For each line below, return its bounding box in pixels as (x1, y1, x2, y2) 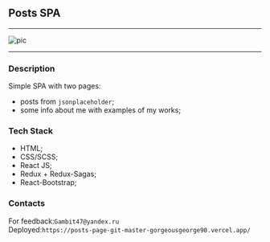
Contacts (8, 198, 46, 209)
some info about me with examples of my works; (19, 105, 182, 115)
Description (8, 63, 55, 74)
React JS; (19, 161, 52, 170)
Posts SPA (8, 6, 61, 20)
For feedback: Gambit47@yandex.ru (8, 216, 120, 226)
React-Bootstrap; (19, 178, 77, 187)
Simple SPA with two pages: (8, 81, 101, 91)
